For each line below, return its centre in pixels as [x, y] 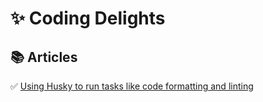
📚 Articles [44, 57]
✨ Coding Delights [88, 18]
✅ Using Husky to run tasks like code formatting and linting [132, 86]
